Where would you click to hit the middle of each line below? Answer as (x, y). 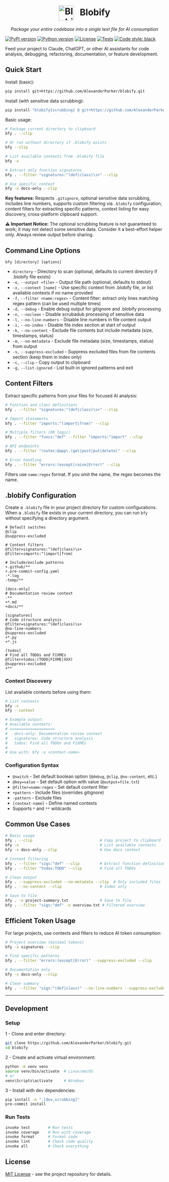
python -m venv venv (27, 1067)
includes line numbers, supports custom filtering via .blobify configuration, (84, 203)
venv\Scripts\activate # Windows (45, 1081)
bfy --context (20, 711)
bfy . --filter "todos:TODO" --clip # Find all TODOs (71, 868)
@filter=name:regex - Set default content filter (60, 787)
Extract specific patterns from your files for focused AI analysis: (71, 396)
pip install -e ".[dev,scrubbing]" (43, 1099)
